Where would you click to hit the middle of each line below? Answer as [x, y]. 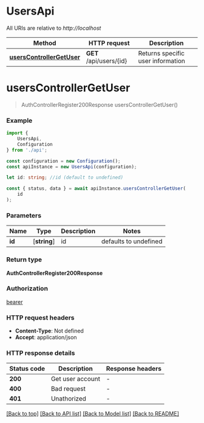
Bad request [68, 389]
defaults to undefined [132, 241]
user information [161, 61]
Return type [24, 260]
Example [19, 120]
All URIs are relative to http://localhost [54, 28]
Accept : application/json [46, 337]
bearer [15, 301]
